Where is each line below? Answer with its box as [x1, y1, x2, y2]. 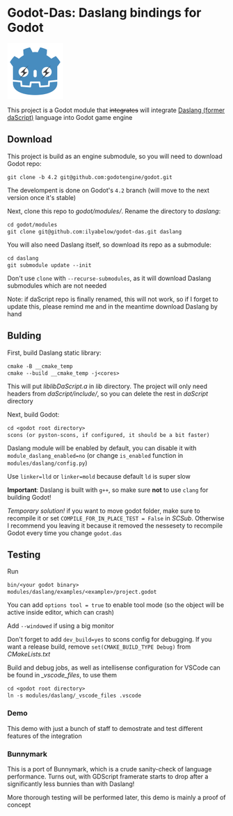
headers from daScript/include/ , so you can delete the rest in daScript [7, 389, 209, 398]
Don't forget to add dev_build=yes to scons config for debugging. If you [7, 636, 212, 644]
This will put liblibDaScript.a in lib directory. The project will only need [7, 382, 207, 390]
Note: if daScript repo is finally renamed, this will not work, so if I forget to [7, 295, 219, 303]
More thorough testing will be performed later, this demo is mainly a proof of [7, 793, 226, 801]
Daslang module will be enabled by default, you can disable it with [7, 444, 197, 452]
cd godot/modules [7, 221, 58, 228]
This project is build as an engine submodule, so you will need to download [7, 152, 223, 160]
